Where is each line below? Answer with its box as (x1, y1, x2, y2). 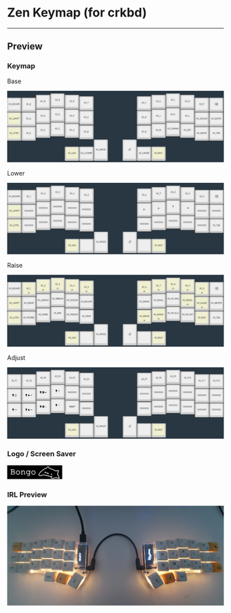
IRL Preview (7, 490, 47, 499)
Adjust (7, 353, 25, 362)
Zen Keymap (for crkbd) (7, 5, 147, 21)
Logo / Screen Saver (7, 449, 76, 459)
